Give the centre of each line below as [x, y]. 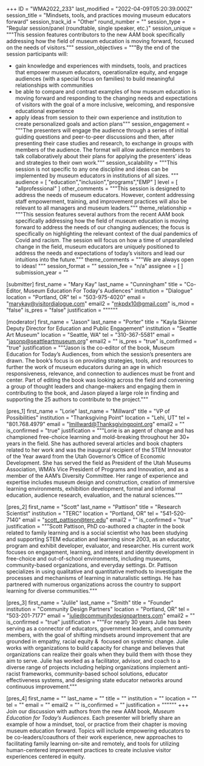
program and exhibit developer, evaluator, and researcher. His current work [100, 546]
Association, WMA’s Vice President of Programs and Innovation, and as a [97, 469]
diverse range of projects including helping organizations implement [92, 667]
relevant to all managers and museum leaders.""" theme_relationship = [104, 208]
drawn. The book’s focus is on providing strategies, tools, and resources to [100, 361]
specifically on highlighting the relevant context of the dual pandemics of [107, 234]
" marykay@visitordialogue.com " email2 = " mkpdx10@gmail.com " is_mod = [100, 304]
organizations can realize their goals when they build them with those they [99, 654]
